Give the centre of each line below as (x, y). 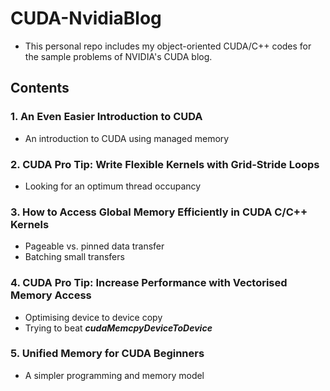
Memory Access (51, 295)
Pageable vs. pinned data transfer (94, 246)
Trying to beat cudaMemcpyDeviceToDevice (118, 328)
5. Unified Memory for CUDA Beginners (107, 354)
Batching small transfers (74, 257)
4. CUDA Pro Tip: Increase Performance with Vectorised (149, 283)
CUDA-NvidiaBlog (86, 18)
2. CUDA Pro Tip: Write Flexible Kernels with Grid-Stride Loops (165, 164)
